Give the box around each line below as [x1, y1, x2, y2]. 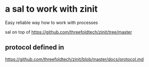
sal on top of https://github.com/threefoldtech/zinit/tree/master [5, 29, 132, 35]
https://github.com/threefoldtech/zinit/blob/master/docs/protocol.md [5, 56, 144, 62]
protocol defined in [5, 43, 64, 52]
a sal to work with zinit [5, 3, 98, 15]
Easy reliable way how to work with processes [5, 20, 98, 25]
